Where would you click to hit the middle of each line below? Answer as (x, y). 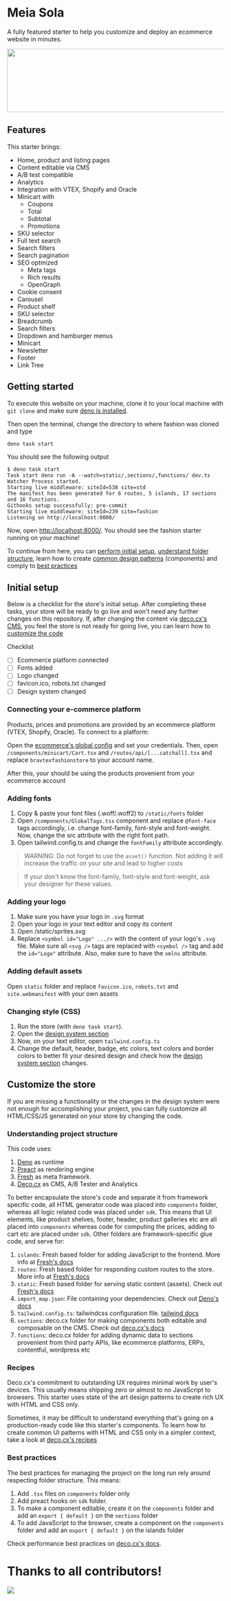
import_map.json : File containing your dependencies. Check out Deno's (118, 1299)
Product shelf (36, 306)
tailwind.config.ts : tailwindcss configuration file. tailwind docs (108, 1313)
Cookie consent (40, 291)
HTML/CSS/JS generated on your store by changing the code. (95, 1116)
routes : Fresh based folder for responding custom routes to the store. (115, 1270)
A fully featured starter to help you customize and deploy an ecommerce (110, 32)
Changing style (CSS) (44, 1011)
